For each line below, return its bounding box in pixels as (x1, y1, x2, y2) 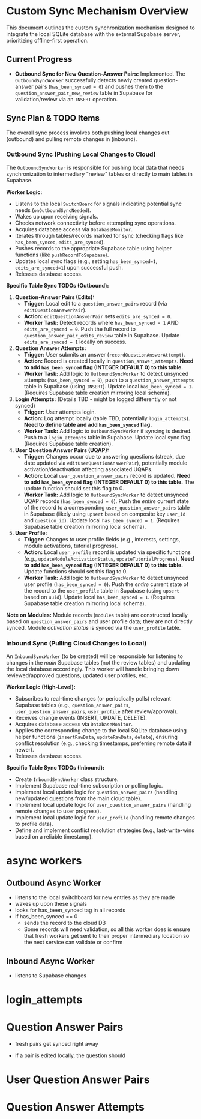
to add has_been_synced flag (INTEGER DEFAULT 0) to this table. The (23, 478, 194, 486)
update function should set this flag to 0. (23, 484, 124, 492)
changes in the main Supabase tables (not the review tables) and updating (6, 659, 190, 666)
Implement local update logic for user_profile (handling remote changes (14, 814, 195, 821)
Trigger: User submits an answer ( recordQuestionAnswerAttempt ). (23, 351, 185, 358)
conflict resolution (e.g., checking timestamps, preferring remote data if (14, 740, 192, 747)
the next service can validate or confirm (23, 938, 123, 946)
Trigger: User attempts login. (23, 408, 96, 415)
